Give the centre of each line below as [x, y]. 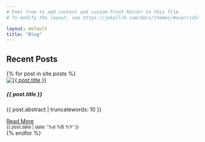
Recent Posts [32, 59]
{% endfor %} [24, 133]
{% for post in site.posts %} [41, 74]
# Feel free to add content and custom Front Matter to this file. [94, 12]
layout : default [27, 29]
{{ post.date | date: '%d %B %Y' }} [43, 127]
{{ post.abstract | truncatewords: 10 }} [54, 110]
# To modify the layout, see [43, 18]
